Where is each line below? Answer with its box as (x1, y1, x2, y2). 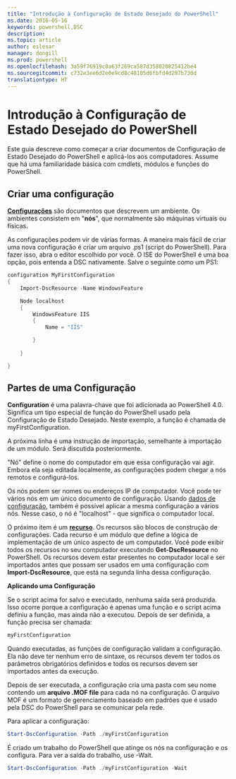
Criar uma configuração (7, 188, 114, 200)
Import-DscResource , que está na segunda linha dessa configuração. (7, 568, 211, 577)
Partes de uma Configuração (7, 382, 136, 394)
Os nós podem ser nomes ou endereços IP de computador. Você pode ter (7, 487, 222, 496)
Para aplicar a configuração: (7, 717, 89, 725)
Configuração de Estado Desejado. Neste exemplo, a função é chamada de (7, 416, 226, 424)
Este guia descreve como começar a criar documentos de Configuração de (7, 145, 226, 153)
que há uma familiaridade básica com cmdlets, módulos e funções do (7, 160, 209, 168)
